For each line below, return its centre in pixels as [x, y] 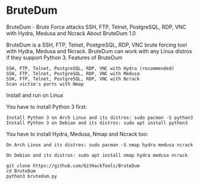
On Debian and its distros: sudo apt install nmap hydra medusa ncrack [97, 155]
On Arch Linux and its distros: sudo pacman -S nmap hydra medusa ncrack [100, 145]
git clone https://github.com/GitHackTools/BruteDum [73, 166]
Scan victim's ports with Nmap [45, 84]
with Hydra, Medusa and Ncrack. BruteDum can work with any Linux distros [99, 51]
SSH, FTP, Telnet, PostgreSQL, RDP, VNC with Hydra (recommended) [90, 68]
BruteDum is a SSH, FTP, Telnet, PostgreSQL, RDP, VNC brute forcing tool [97, 45]
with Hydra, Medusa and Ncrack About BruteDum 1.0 [71, 33]
